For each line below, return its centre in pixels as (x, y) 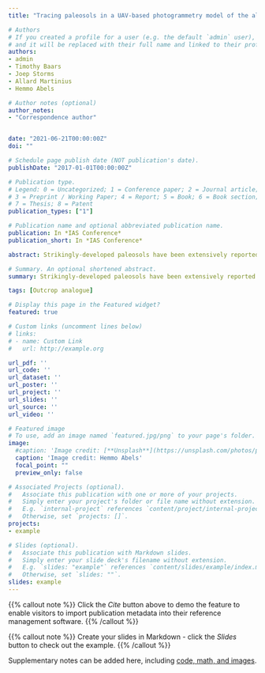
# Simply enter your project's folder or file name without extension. (132, 502)
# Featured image (37, 429)
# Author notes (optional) (52, 103)
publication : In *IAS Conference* (65, 233)
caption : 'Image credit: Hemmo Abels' (79, 458)
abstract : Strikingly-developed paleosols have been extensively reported (134, 255)
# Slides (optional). (44, 545)
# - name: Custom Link (45, 341)
